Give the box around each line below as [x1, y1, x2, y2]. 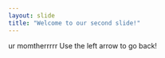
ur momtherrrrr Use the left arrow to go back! [8, 41, 158, 50]
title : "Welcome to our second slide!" [8, 19, 141, 27]
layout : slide [8, 11, 56, 20]
